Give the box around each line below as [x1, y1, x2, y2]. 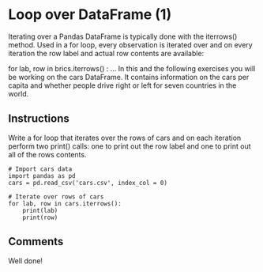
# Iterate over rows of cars [8, 192, 104, 201]
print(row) [22, 213, 58, 221]
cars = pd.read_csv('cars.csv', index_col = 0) [8, 179, 168, 187]
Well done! [8, 255, 43, 266]
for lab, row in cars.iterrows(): [8, 199, 122, 207]
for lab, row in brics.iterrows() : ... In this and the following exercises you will [8, 63, 256, 73]
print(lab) [22, 206, 58, 214]
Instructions [8, 112, 70, 126]
